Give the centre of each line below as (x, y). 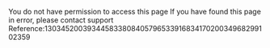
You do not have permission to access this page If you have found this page (135, 12)
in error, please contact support (61, 20)
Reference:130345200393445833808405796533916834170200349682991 (135, 28)
